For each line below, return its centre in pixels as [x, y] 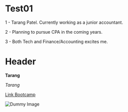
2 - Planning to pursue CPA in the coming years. [54, 32]
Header [20, 62]
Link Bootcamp [20, 94]
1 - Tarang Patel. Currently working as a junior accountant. [64, 22]
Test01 [19, 9]
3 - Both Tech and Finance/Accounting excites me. [57, 41]
